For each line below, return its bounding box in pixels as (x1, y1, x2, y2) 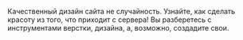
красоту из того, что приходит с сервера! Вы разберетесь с (7, 15, 212, 24)
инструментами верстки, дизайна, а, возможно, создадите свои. (7, 24, 229, 32)
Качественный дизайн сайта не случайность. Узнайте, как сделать (7, 7, 236, 16)
